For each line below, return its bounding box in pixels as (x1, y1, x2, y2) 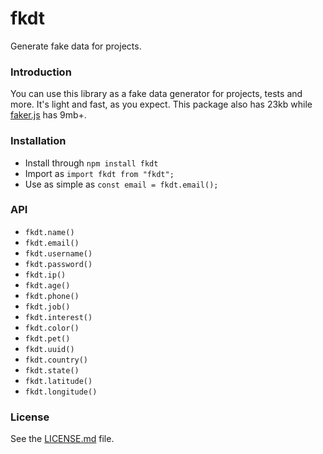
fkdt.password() (24, 259, 93, 269)
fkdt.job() (24, 302, 71, 312)
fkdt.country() (24, 355, 89, 365)
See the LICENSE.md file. (10, 433, 115, 445)
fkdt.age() (24, 280, 71, 291)
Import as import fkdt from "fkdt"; (24, 167, 175, 179)
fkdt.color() (24, 323, 80, 333)
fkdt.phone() (24, 291, 80, 301)
